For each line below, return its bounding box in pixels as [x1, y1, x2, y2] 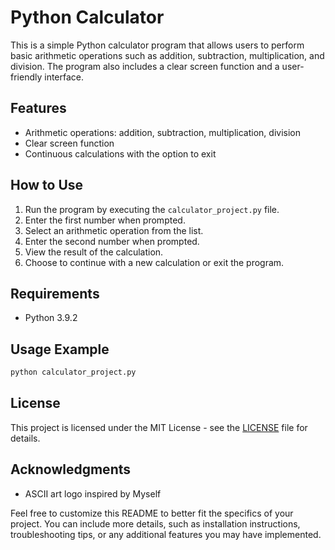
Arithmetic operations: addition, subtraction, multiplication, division [24, 126, 301, 138]
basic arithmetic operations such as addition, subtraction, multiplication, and [10, 49, 325, 61]
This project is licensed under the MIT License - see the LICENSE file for [10, 421, 308, 433]
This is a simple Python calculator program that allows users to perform [10, 39, 305, 51]
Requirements [10, 285, 100, 302]
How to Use [10, 177, 84, 194]
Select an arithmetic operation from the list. [24, 224, 204, 236]
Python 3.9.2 [24, 312, 78, 324]
